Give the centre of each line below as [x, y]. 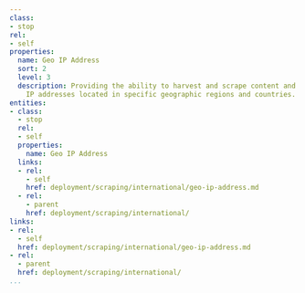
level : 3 [34, 78]
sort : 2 [32, 69]
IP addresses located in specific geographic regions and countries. [161, 94]
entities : [28, 103]
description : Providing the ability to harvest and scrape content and [157, 86]
